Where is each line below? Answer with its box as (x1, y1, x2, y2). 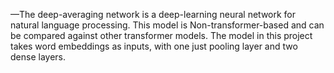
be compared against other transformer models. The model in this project (10, 30, 313, 41)
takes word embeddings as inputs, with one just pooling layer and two (10, 40, 298, 52)
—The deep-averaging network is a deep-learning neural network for (10, 9, 297, 20)
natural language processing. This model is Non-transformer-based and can (10, 19, 325, 31)
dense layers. (10, 51, 66, 63)
